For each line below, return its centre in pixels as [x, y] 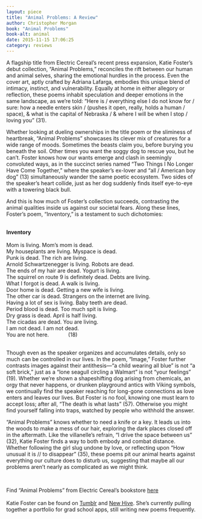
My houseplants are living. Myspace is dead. [62, 251]
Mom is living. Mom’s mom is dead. [50, 245]
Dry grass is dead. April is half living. [52, 315]
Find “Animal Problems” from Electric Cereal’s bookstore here [82, 490]
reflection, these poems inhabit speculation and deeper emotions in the [95, 95]
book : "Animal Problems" [37, 29]
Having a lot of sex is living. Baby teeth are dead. [67, 303]
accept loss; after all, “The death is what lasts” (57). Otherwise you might [97, 404]
